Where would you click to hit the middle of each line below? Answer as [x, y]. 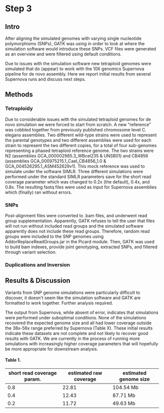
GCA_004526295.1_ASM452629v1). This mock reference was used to [75, 166]
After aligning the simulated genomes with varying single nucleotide [73, 38]
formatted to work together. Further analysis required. [59, 303]
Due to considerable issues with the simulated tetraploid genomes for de [78, 119]
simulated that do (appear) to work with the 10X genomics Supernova [75, 69]
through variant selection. [31, 252]
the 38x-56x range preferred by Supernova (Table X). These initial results [79, 328]
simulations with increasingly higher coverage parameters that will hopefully [82, 343]
